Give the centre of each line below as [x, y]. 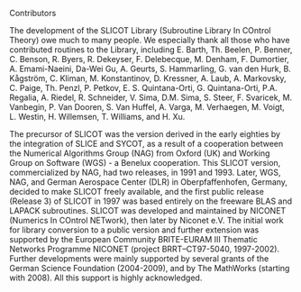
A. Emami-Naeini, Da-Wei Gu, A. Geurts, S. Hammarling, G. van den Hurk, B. [150, 68]
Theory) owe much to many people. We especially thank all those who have [150, 40]
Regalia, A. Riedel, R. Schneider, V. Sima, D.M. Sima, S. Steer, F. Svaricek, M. [151, 97]
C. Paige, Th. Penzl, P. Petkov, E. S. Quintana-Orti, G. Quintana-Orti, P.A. [143, 88]
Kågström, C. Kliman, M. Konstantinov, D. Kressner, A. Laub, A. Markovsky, [148, 78]
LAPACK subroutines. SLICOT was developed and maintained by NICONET [148, 210]
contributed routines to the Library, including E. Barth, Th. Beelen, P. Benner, [151, 50]
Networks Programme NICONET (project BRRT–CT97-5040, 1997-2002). [145, 249]
